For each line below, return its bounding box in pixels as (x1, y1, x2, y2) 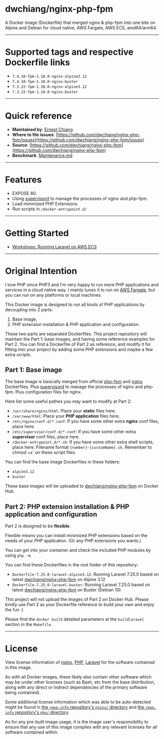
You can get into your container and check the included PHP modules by (5, 547, 151, 553)
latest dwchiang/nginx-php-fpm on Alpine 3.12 (12, 577, 106, 583)
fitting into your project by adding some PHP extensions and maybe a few (5, 346, 153, 352)
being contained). (5, 690, 41, 696)
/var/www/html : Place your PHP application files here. (12, 413, 120, 419)
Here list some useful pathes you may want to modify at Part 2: (5, 398, 132, 404)
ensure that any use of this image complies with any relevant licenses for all (5, 724, 158, 730)
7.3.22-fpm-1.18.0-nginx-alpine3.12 (12, 84, 87, 89)
